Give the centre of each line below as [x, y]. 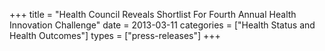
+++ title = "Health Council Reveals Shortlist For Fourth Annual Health [153, 14]
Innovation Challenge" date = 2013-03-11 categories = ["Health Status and [162, 25]
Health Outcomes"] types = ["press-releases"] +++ [115, 35]
